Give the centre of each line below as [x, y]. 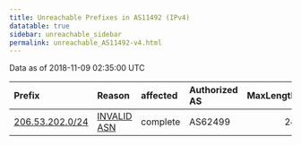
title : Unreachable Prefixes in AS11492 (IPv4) [100, 17]
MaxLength [272, 96]
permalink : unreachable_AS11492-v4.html [86, 43]
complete [161, 122]
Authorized [214, 90]
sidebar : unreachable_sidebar [66, 34]
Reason [113, 96]
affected [159, 96]
